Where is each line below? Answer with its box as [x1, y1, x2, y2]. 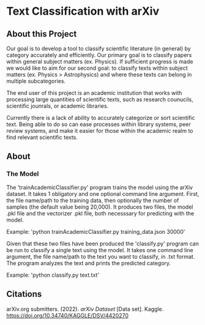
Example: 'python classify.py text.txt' [6, 271, 100, 278]
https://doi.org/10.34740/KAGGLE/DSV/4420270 [6, 312, 129, 319]
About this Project [6, 29, 77, 39]
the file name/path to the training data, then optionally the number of [6, 196, 179, 204]
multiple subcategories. [6, 78, 66, 84]
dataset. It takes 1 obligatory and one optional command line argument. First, [6, 190, 199, 197]
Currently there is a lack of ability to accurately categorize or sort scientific [6, 114, 195, 121]
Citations [6, 289, 42, 299]
